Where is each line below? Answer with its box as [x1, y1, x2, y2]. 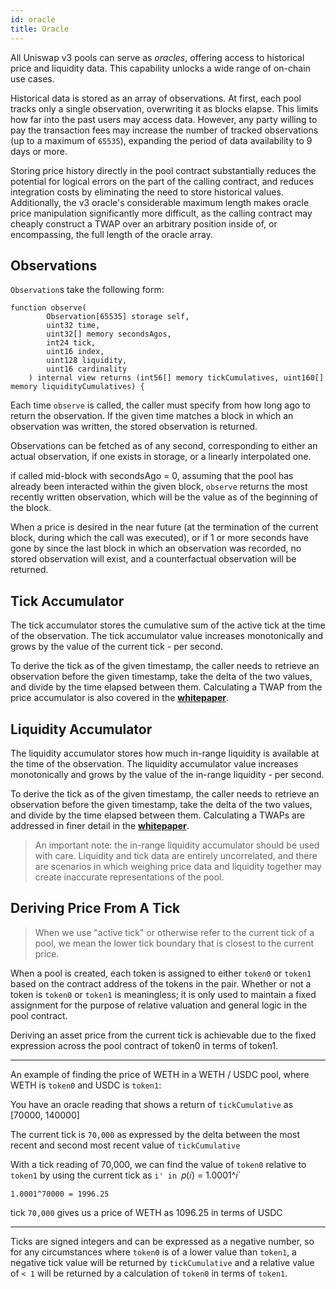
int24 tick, [46, 338, 97, 348]
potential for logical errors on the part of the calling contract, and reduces [10, 175, 314, 187]
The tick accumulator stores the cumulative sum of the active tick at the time [10, 619, 326, 631]
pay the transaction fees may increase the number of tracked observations [10, 124, 319, 136]
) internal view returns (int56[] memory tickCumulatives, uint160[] [28, 373, 325, 383]
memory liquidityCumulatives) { [10, 382, 145, 392]
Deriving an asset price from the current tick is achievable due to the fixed [10, 1029, 317, 1041]
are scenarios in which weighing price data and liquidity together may [34, 860, 322, 872]
